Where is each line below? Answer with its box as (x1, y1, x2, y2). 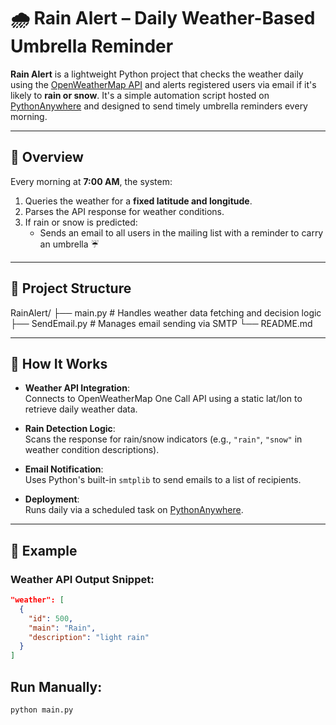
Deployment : (24, 493, 80, 505)
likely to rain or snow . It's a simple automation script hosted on (10, 89, 270, 101)
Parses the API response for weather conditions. (24, 205, 225, 217)
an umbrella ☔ (39, 238, 100, 250)
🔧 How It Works (10, 355, 108, 372)
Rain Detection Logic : (24, 423, 116, 435)
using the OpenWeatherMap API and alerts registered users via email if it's (10, 78, 317, 90)
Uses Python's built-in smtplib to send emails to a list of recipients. (24, 474, 302, 486)
